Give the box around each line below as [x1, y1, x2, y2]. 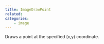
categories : [5, 16, 29, 21]
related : [5, 12, 23, 16]
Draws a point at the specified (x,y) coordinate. [5, 34, 100, 40]
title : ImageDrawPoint [5, 7, 51, 12]
